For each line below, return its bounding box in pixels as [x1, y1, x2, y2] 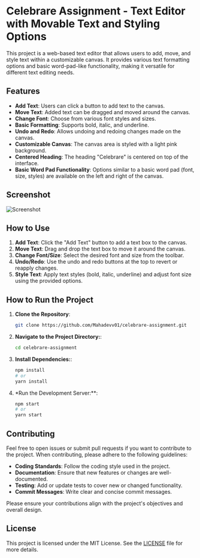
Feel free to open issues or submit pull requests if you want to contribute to [6, 444, 192, 452]
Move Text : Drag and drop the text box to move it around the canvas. [14, 245, 186, 253]
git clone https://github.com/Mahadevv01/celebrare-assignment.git [14, 323, 187, 329]
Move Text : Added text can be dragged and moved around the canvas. [14, 108, 190, 115]
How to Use [6, 223, 50, 233]
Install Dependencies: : [14, 356, 72, 363]
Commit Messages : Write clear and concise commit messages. [14, 488, 172, 495]
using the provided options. [14, 277, 83, 285]
